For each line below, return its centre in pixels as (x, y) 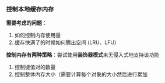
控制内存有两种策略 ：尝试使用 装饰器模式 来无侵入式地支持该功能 (82, 55)
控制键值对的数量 (35, 67)
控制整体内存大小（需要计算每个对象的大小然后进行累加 (81, 74)
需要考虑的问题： (27, 23)
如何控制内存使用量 (38, 35)
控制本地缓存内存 (30, 9)
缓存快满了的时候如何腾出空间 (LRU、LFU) (65, 42)
